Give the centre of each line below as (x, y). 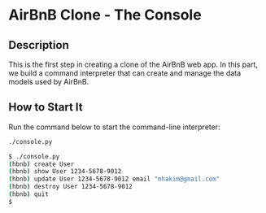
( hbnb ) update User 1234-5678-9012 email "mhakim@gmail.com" (114, 179)
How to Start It (46, 107)
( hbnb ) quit (28, 194)
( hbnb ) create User (41, 164)
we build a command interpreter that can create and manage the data (125, 73)
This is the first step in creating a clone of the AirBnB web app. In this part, (133, 64)
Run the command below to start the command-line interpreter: (114, 127)
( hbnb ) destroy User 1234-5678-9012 (70, 187)
